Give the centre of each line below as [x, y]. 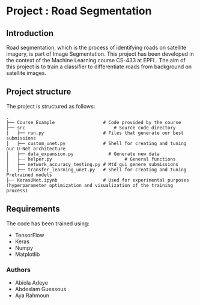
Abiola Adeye [31, 282]
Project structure [39, 92]
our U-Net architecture [36, 149]
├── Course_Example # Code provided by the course [94, 122]
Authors [19, 270]
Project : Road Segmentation [79, 11]
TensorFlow [29, 235]
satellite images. [26, 73]
